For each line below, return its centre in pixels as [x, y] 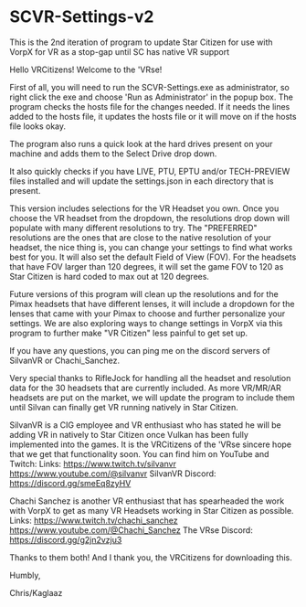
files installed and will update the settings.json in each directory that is [142, 181]
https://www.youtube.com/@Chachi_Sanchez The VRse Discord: [131, 530]
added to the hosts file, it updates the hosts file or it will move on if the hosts [153, 116]
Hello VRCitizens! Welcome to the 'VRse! [86, 69]
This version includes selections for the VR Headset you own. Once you [144, 208]
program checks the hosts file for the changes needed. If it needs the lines [150, 106]
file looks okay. [38, 126]
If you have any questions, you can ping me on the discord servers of [140, 350]
